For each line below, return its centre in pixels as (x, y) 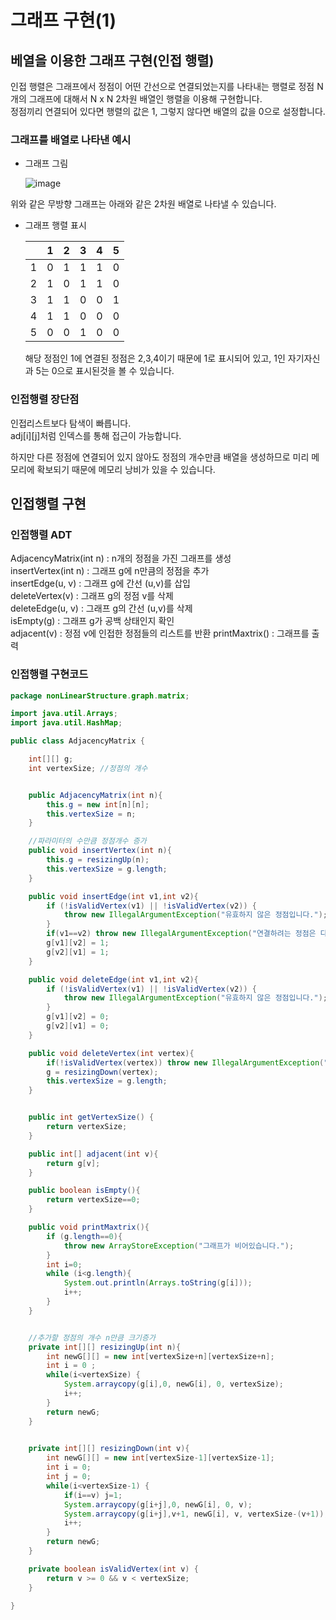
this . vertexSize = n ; (91, 814)
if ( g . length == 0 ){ (84, 1236)
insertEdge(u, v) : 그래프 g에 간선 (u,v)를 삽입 (100, 583)
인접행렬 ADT (41, 534)
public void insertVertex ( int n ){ (100, 851)
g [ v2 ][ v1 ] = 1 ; (78, 952)
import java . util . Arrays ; (64, 714)
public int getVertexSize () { (91, 1117)
